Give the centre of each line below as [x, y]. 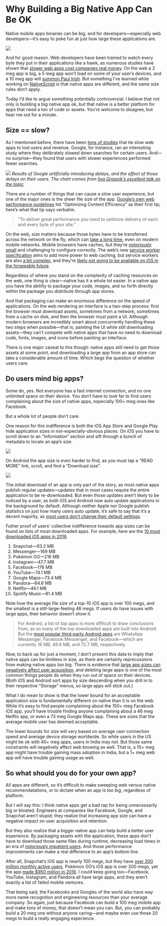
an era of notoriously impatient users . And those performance [69, 847]
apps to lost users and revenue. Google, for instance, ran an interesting [78, 147]
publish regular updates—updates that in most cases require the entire [78, 490]
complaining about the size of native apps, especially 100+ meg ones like [80, 401]
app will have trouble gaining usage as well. [50, 757]
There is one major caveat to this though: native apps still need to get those [83, 347]
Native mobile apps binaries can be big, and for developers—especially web [83, 33]
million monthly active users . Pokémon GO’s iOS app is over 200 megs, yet [82, 866]
